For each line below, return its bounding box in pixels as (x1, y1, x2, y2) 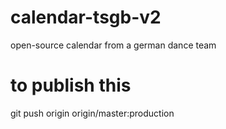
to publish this (10, 74, 132, 97)
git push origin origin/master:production (10, 107, 175, 119)
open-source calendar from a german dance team (10, 39, 217, 51)
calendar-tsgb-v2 (10, 6, 162, 29)
